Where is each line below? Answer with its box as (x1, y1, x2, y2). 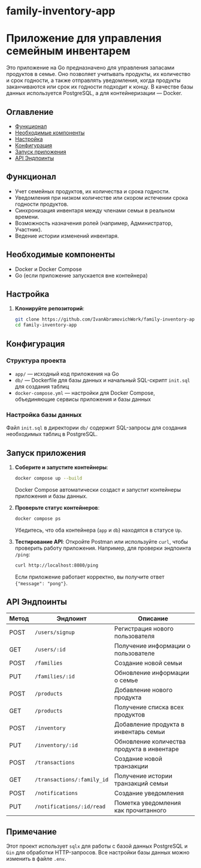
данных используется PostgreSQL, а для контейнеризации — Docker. (6, 90, 182, 97)
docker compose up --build (14, 475, 83, 481)
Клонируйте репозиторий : (14, 305, 85, 312)
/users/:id (35, 646, 66, 653)
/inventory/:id (35, 742, 78, 749)
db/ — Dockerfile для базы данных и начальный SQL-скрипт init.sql (14, 376, 190, 383)
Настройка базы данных (6, 410, 82, 419)
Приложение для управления (6, 32, 162, 45)
